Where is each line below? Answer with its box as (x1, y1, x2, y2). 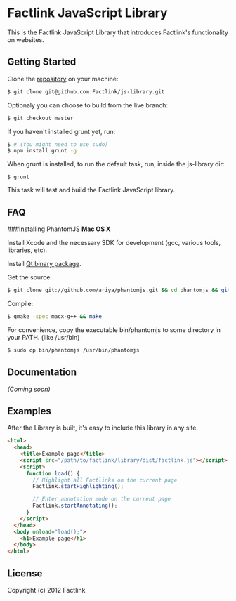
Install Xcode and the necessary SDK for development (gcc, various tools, (7, 239, 221, 247)
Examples (7, 405, 51, 417)
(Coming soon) (7, 385, 51, 393)
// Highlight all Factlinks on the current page (32, 476, 178, 484)
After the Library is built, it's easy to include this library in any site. (7, 423, 199, 432)
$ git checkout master (7, 114, 74, 121)
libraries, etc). (7, 246, 48, 254)
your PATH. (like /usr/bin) (7, 333, 80, 341)
